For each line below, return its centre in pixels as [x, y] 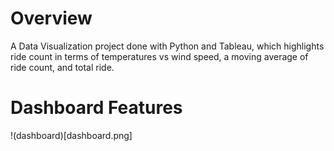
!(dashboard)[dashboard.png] [71, 135]
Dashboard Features [96, 108]
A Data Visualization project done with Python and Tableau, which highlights [167, 46]
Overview [51, 18]
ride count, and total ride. [62, 67]
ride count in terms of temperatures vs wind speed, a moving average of [159, 56]
